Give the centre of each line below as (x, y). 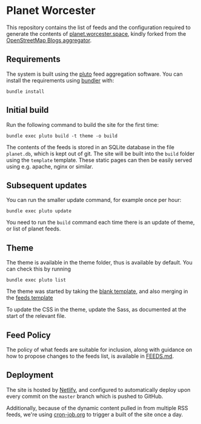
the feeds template (30, 298)
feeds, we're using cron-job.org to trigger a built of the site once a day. (95, 414)
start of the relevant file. (36, 316)
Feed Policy (29, 335)
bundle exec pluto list (36, 280)
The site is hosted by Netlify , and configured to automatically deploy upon (98, 389)
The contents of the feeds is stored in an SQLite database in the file (90, 147)
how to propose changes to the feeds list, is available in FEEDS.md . (90, 356)
